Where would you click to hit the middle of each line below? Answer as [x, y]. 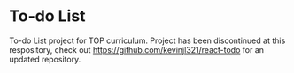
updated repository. [45, 59]
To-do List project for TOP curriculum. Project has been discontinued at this [147, 40]
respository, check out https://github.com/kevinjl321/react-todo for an [136, 49]
